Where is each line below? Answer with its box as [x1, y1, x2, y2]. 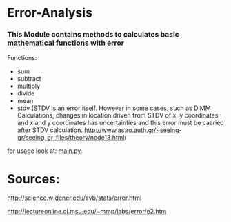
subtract [17, 75, 41, 83]
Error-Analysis [7, 5, 93, 21]
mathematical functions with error [7, 38, 124, 48]
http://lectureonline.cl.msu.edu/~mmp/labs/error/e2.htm [7, 207, 167, 216]
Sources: [7, 171, 60, 187]
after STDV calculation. [17, 126, 83, 134]
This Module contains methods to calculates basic [7, 30, 179, 39]
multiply [17, 82, 40, 91]
